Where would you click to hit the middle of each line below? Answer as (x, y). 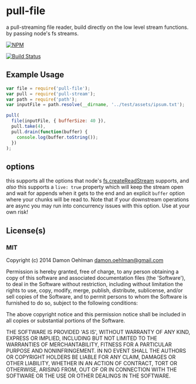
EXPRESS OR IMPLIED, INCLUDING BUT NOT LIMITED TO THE (82, 338)
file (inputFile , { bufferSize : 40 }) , (59, 121)
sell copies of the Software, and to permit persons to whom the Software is (97, 296)
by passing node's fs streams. (43, 33)
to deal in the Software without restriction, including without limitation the (94, 284)
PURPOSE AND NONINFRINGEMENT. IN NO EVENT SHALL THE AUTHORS (96, 350)
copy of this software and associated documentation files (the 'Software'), (96, 277)
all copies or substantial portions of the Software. (65, 320)
